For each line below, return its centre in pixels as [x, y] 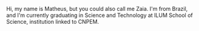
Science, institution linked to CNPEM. [53, 22]
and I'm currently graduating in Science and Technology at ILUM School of [99, 15]
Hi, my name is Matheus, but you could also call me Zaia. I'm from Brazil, [97, 9]
